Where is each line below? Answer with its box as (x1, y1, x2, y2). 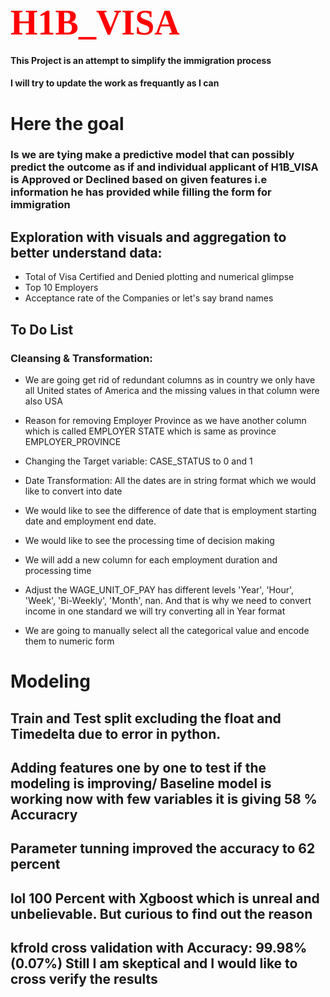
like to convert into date (24, 485, 123, 497)
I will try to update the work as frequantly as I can (10, 77, 220, 89)
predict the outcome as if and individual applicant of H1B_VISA (10, 160, 319, 174)
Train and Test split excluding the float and (10, 710, 282, 727)
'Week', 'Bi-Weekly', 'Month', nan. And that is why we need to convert (24, 594, 312, 606)
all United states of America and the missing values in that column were (24, 384, 320, 396)
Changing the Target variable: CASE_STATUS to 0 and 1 (24, 455, 253, 467)
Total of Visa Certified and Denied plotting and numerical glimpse (24, 271, 295, 283)
